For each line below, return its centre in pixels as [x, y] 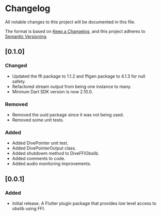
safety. [19, 81]
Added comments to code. [39, 159]
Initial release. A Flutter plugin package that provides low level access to [84, 203]
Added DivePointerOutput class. [44, 148]
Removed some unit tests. [38, 120]
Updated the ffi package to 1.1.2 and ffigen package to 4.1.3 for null [79, 76]
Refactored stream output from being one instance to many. [72, 86]
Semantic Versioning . [26, 36]
